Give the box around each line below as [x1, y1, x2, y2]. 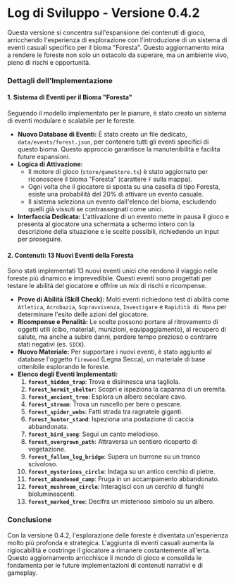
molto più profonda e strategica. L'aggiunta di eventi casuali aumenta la [7, 538, 215, 547]
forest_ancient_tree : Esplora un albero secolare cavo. [27, 392, 187, 401]
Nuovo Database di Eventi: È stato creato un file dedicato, [17, 130, 188, 139]
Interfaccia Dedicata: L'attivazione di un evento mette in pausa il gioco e [17, 213, 230, 221]
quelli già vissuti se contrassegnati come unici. [27, 205, 164, 213]
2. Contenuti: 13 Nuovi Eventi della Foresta [7, 251, 134, 259]
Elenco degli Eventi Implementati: [17, 370, 118, 378]
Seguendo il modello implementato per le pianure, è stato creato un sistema [7, 109, 227, 118]
